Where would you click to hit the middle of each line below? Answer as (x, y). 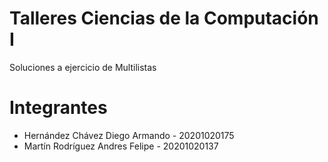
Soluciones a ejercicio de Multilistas (83, 67)
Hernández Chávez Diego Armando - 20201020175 (129, 135)
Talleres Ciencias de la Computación (164, 18)
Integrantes (58, 108)
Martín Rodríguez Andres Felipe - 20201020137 (121, 146)
